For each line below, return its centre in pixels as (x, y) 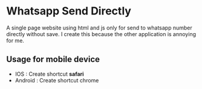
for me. (15, 40)
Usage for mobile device (53, 59)
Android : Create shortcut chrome (57, 80)
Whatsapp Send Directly (69, 11)
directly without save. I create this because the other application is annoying (101, 34)
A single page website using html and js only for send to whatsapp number (99, 28)
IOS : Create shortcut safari (49, 74)
